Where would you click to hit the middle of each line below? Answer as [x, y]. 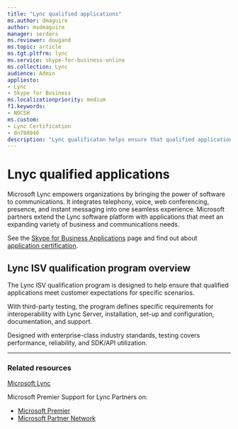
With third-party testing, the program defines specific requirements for [110, 306]
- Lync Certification [39, 126]
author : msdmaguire [36, 27]
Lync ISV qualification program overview [99, 268]
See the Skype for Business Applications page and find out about [102, 238]
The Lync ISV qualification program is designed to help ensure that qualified [118, 285]
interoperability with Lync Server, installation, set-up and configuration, [111, 314]
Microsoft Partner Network [57, 418]
